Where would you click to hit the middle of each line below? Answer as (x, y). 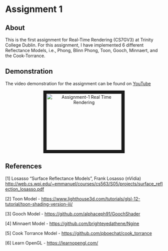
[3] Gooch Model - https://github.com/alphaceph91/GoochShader (73, 213)
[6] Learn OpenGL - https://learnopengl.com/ (52, 243)
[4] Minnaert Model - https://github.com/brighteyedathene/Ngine (72, 223)
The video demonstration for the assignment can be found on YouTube (78, 83)
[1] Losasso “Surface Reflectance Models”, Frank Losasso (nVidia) (73, 178)
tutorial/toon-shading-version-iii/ (39, 204)
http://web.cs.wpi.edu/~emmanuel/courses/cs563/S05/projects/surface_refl (84, 183)
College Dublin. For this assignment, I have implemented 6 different (74, 45)
